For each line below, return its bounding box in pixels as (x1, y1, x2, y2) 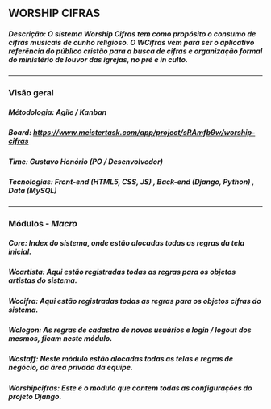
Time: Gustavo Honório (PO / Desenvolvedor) (8, 157, 164, 167)
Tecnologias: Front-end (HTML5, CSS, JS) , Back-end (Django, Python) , (8, 177, 255, 187)
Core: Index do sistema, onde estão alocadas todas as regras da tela (8, 238, 244, 247)
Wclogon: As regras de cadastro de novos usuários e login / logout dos (8, 325, 252, 335)
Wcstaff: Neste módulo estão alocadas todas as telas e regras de (8, 354, 234, 364)
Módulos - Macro (8, 218, 78, 230)
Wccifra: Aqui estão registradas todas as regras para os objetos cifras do (8, 296, 261, 306)
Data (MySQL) (8, 186, 58, 195)
